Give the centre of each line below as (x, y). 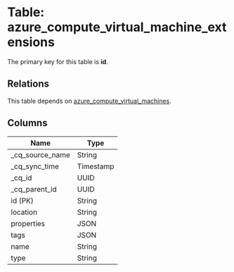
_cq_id (21, 178)
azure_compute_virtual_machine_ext (117, 27)
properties (28, 223)
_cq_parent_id (34, 189)
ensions (31, 42)
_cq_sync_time (35, 166)
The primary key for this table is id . (58, 61)
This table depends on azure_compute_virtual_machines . (90, 101)
